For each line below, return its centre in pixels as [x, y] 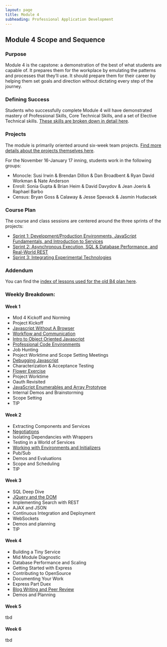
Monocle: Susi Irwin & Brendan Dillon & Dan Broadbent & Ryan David [83, 175]
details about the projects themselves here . [50, 150]
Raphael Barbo [28, 191]
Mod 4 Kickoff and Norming [41, 317]
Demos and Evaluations [37, 458]
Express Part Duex [32, 584]
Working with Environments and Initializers [57, 447]
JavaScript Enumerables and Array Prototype [59, 387]
